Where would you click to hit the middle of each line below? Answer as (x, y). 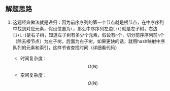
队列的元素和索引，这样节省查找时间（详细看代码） (66, 48)
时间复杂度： (33, 58)
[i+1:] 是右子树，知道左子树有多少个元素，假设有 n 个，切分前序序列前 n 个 (89, 35)
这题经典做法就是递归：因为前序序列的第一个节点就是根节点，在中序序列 (88, 22)
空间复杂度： (33, 75)
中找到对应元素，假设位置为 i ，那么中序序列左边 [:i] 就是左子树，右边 (85, 28)
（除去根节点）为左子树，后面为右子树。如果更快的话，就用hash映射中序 (89, 41)
